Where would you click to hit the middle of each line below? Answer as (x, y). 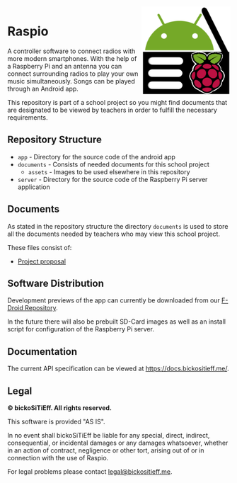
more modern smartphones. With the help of (72, 58)
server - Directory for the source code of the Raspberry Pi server (112, 179)
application (34, 187)
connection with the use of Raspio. (58, 458)
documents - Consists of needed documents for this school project (114, 164)
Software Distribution (56, 283)
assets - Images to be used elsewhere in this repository (109, 171)
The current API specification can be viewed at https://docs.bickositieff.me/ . (118, 369)
